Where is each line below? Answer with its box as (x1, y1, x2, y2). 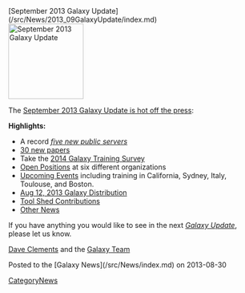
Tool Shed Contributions (19, 197, 100, 206)
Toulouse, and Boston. (19, 179, 94, 189)
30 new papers (19, 145, 70, 154)
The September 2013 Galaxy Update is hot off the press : (8, 106, 195, 115)
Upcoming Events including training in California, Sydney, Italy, (19, 171, 227, 180)
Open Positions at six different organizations (19, 162, 167, 172)
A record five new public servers (19, 136, 128, 146)
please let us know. (8, 229, 72, 238)
